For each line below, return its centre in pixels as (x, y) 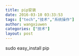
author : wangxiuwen (26, 24)
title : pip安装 (21, 10)
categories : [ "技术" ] (28, 29)
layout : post (19, 34)
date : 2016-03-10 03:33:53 (34, 15)
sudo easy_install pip (27, 48)
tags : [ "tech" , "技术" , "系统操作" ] (40, 19)
